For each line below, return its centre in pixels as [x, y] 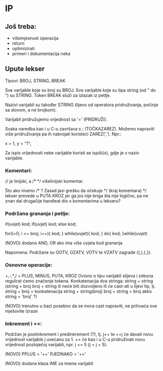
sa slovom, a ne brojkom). [31, 110]
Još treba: [21, 27]
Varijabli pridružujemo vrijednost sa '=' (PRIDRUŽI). [56, 119]
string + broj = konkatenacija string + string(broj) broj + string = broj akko [79, 291]
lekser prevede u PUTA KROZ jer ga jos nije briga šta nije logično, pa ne [77, 196]
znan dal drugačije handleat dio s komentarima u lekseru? [63, 201]
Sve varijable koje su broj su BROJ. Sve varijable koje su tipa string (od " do [81, 90]
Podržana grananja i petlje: [37, 214]
